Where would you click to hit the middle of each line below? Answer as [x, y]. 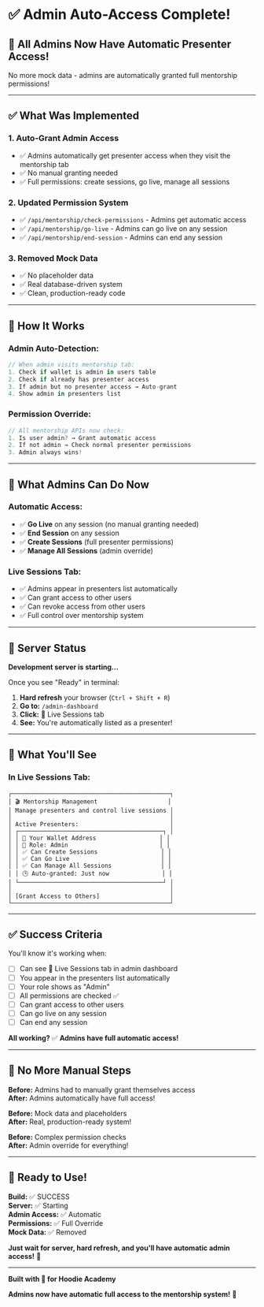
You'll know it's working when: [58, 953]
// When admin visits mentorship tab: [71, 364]
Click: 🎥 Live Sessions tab [62, 714]
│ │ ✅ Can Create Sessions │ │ [90, 852]
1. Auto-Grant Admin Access [64, 138]
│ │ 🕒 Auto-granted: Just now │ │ [90, 873]
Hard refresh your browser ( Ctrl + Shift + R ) [95, 697]
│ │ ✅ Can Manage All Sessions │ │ [90, 866]
